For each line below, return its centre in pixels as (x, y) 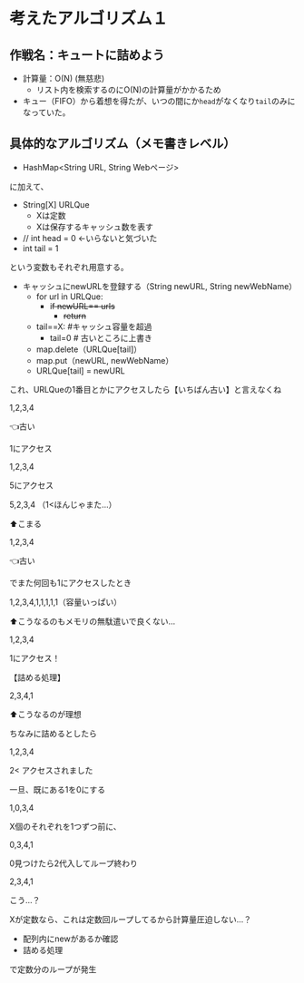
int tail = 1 (40, 248)
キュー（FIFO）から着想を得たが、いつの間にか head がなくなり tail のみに (159, 101)
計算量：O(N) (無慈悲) (64, 78)
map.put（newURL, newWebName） (105, 360)
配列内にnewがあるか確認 (70, 939)
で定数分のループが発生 (53, 969)
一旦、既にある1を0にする (58, 789)
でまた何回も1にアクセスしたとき (70, 582)
